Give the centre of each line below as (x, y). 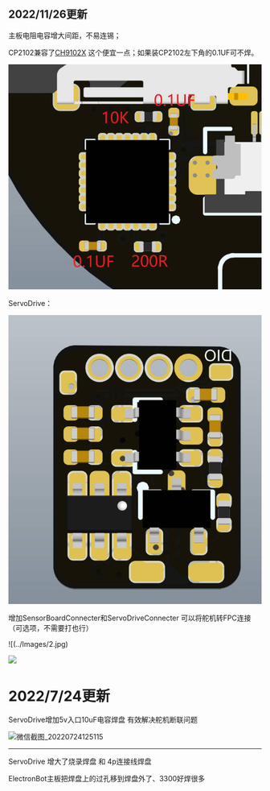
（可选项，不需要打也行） (51, 628)
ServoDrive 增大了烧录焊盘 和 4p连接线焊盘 (80, 762)
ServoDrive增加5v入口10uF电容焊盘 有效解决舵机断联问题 (103, 720)
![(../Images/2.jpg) (38, 644)
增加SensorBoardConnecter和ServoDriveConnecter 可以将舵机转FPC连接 (130, 618)
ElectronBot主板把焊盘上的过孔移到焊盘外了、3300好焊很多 (107, 779)
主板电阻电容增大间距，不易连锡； (65, 35)
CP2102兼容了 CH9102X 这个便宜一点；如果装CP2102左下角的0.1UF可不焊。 (133, 52)
